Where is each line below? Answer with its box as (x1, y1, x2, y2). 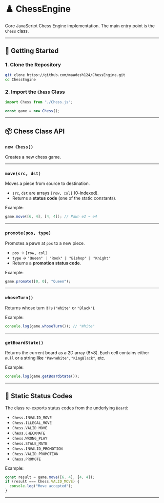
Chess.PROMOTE (12, 457, 41, 462)
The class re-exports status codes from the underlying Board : (5, 405, 128, 411)
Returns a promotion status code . (12, 260, 82, 266)
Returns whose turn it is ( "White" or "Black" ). (5, 305, 96, 311)
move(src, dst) (5, 171, 41, 177)
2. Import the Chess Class (5, 88, 65, 95)
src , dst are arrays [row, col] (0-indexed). (12, 190, 99, 196)
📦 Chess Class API (5, 127, 65, 135)
